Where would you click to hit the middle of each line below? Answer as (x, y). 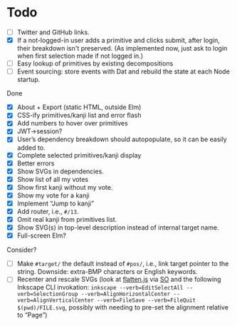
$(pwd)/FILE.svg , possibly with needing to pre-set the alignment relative (123, 307)
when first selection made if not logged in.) (80, 56)
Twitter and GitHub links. (53, 32)
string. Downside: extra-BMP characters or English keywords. (107, 272)
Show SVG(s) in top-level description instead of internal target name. (118, 228)
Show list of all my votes (53, 179)
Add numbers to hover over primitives (73, 123)
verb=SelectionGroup (47, 294)
